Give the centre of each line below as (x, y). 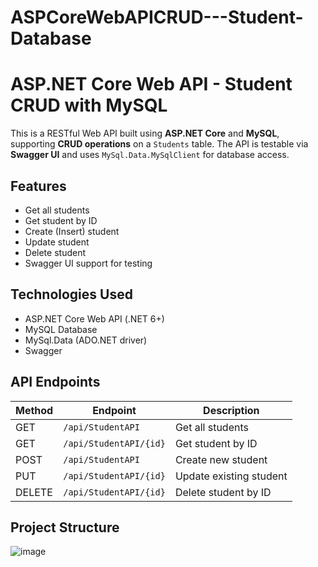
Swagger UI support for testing (88, 263)
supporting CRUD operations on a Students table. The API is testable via (159, 144)
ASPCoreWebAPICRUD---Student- (157, 17)
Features (38, 186)
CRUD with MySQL (89, 105)
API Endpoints (55, 382)
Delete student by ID (223, 492)
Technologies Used (71, 294)
